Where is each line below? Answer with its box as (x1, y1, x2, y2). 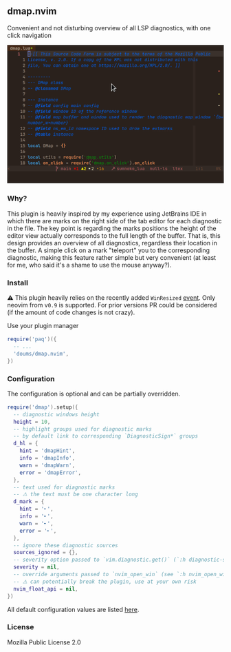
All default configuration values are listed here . (7, 605, 140, 613)
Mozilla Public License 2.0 (7, 638, 81, 646)
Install (7, 278, 29, 287)
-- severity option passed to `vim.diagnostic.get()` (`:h (13, 556, 186, 564)
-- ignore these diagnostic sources (13, 542, 118, 549)
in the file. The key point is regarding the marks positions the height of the (7, 224, 217, 232)
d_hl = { (13, 440, 38, 447)
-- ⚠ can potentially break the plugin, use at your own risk (13, 578, 197, 585)
